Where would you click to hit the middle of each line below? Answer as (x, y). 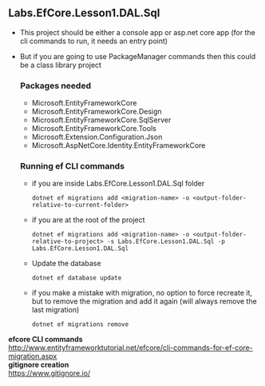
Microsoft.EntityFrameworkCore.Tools (94, 129)
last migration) (55, 310)
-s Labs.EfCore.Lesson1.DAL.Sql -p (166, 242)
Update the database (66, 264)
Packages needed (55, 86)
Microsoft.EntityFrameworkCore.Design (97, 112)
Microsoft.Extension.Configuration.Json (97, 137)
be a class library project (61, 65)
